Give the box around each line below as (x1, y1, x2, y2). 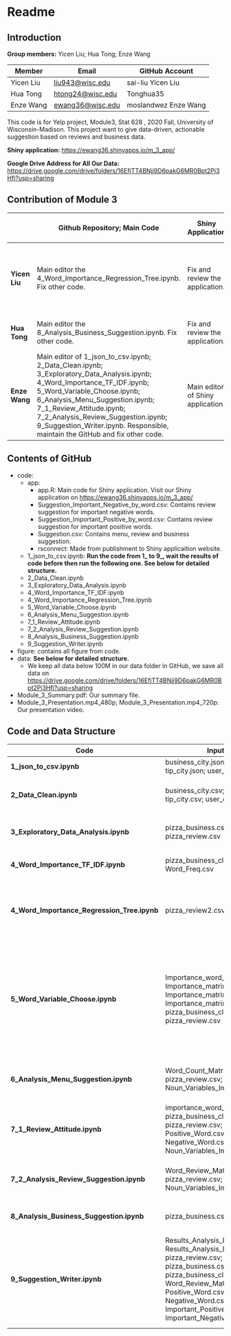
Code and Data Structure (7, 725, 115, 738)
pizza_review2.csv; (164, 906, 228, 915)
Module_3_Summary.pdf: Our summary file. (16, 691, 140, 699)
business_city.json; (164, 758, 227, 767)
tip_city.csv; (164, 794, 204, 804)
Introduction (7, 32, 62, 43)
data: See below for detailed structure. (16, 654, 129, 662)
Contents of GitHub (7, 453, 92, 465)
